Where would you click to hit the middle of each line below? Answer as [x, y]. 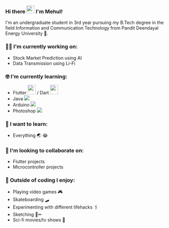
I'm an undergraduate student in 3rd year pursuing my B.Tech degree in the [85, 22]
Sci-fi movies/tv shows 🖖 [39, 220]
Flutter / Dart [31, 92]
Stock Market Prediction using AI [47, 58]
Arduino [21, 105]
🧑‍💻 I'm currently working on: [42, 47]
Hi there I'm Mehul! [34, 11]
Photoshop [24, 111]
